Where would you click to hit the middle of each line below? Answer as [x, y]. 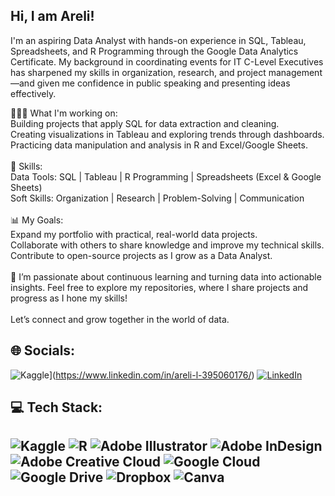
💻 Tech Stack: [56, 407]
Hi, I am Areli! [52, 16]
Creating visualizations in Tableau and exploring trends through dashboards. [167, 134]
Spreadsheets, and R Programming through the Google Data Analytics [154, 51]
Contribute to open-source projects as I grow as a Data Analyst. [141, 255]
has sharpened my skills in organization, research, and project [138, 72]
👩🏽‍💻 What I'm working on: [64, 113]
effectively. [33, 93]
